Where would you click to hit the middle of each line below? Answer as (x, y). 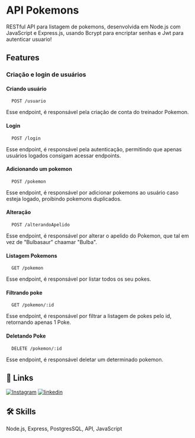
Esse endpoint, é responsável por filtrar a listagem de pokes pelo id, (89, 316)
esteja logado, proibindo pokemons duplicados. (64, 199)
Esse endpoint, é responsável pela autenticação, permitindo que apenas (94, 149)
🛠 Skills (21, 411)
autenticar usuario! (29, 39)
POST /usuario (29, 101)
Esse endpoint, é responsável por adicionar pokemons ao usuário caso (92, 192)
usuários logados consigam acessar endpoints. (64, 155)
